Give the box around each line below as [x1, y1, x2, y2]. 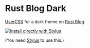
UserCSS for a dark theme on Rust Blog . [5, 19, 86, 24]
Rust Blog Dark [5, 3, 67, 14]
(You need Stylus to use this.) [5, 37, 64, 43]
